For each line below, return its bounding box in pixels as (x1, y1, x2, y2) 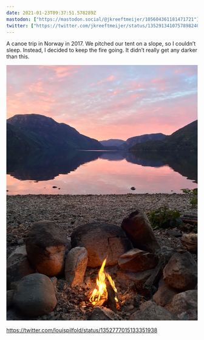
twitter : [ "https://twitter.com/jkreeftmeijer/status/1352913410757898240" (6, 23, 202, 29)
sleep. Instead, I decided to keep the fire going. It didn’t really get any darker (6, 46, 198, 54)
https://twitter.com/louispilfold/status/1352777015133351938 (6, 327, 158, 334)
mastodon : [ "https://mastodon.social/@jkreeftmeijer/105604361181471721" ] (6, 16, 200, 23)
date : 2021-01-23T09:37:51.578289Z (6, 10, 97, 16)
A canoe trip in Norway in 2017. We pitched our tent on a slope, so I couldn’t (6, 40, 196, 47)
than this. (6, 53, 30, 60)
